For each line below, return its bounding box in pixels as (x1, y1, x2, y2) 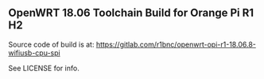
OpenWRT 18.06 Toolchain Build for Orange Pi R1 (8, 6, 254, 20)
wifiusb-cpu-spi (8, 47, 61, 58)
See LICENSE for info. (8, 63, 80, 73)
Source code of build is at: (8, 39, 95, 49)
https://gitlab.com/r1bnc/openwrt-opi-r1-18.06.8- (95, 39, 257, 49)
